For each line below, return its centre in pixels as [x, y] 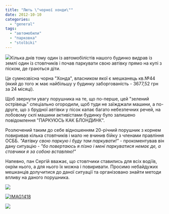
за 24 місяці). [20, 89]
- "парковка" [23, 38]
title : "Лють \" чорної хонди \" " [39, 10]
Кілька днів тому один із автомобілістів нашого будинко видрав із [81, 58]
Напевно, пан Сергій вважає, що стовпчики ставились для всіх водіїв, [81, 161]
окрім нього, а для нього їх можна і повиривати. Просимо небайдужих [82, 167]
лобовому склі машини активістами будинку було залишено [70, 115]
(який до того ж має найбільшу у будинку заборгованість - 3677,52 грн [82, 83]
